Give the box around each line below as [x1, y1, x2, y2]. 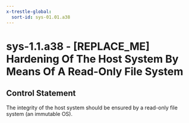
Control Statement [6, 88, 76, 98]
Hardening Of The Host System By [6, 52, 179, 66]
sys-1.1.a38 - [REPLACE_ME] [6, 40, 150, 53]
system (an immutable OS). [6, 110, 73, 117]
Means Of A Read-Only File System [6, 64, 184, 78]
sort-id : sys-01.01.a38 [11, 14, 70, 20]
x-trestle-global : [6, 8, 52, 15]
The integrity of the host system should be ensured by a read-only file [6, 104, 178, 111]
